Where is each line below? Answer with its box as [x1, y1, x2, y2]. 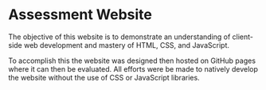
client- [232, 32, 253, 41]
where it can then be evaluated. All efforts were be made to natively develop [8, 64, 259, 73]
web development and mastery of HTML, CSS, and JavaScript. [23, 40, 229, 49]
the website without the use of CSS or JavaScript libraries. [8, 72, 201, 82]
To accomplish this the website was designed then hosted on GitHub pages [8, 56, 256, 65]
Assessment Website [8, 6, 153, 24]
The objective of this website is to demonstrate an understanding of [8, 32, 231, 41]
